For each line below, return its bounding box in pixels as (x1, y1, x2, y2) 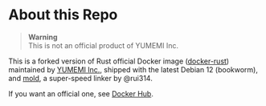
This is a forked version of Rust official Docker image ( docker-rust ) (8, 56, 230, 66)
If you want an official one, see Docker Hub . (8, 88, 154, 98)
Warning (27, 32, 58, 42)
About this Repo (8, 6, 118, 24)
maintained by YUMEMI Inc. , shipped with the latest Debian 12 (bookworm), (8, 64, 259, 74)
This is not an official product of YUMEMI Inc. (27, 40, 179, 50)
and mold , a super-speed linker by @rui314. (8, 73, 153, 83)
